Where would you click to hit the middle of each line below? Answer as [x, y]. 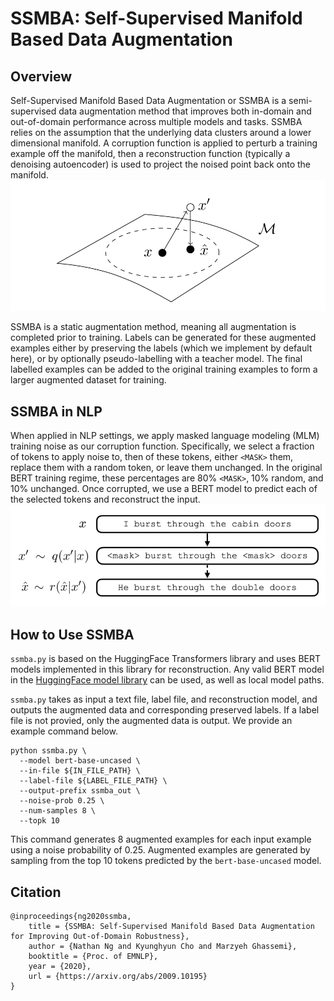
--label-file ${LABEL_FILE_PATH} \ [93, 781]
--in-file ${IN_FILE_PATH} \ [80, 771]
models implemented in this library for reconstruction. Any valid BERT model [167, 669]
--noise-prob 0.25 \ [62, 801]
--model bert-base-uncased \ [80, 761]
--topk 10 [39, 821]
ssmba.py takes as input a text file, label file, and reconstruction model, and [164, 699]
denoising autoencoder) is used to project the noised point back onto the [160, 164]
